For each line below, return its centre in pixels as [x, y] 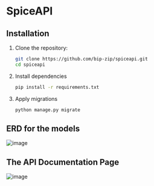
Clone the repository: [41, 48]
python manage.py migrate [47, 110]
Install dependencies [41, 76]
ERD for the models [43, 128]
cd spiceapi [30, 65]
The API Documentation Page [63, 162]
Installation [28, 34]
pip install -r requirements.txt [57, 87]
